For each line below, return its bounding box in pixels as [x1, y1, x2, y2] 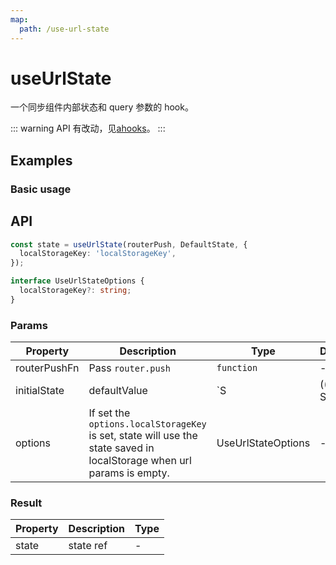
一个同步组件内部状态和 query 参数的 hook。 [10, 101, 194, 113]
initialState [15, 384, 65, 398]
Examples [10, 152, 73, 169]
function [216, 362, 258, 374]
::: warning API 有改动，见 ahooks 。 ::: [10, 122, 166, 135]
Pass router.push [88, 361, 171, 375]
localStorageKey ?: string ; [19, 286, 132, 296]
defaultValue [88, 384, 148, 398]
